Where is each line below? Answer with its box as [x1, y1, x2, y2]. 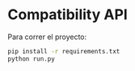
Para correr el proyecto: [7, 32, 87, 41]
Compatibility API [7, 6, 129, 24]
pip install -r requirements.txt [7, 47, 120, 55]
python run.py [7, 54, 56, 63]
